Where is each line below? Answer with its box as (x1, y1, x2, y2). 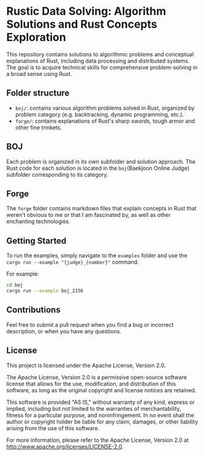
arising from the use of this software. (6, 424, 100, 431)
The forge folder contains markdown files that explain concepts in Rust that (6, 205, 197, 212)
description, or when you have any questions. (6, 327, 121, 335)
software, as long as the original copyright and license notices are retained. (6, 386, 197, 393)
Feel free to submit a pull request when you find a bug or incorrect (6, 321, 174, 329)
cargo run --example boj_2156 (6, 288, 84, 294)
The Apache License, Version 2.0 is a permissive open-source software (6, 373, 187, 381)
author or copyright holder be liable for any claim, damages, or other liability (6, 418, 198, 425)
